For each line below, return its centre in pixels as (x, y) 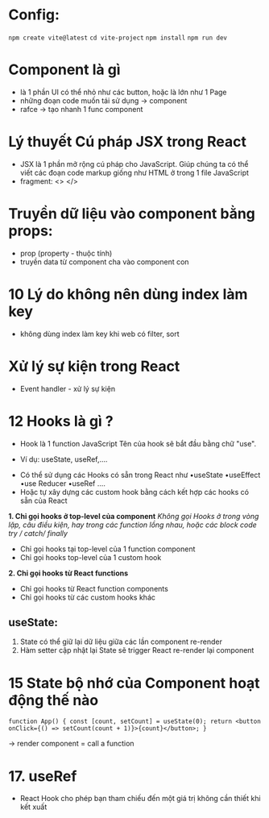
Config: (34, 15)
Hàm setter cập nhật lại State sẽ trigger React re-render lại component (137, 650)
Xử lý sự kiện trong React (94, 366)
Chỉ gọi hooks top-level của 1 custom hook (91, 557)
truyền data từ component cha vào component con (104, 262)
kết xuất (33, 807)
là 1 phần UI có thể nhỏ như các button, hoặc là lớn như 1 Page (123, 92)
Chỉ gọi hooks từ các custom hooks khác (87, 597)
